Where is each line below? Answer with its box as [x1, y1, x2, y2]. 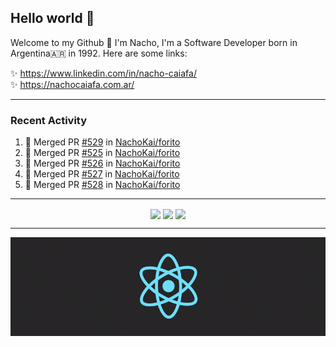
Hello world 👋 [10, 10, 95, 27]
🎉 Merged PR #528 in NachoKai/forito [24, 179, 181, 191]
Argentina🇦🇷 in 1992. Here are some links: [10, 47, 188, 59]
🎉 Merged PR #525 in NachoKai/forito [24, 147, 181, 159]
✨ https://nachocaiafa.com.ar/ [10, 78, 135, 90]
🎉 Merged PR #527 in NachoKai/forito [24, 168, 180, 180]
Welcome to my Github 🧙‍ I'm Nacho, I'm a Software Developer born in [10, 36, 298, 48]
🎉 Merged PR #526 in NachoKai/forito [24, 157, 181, 170]
